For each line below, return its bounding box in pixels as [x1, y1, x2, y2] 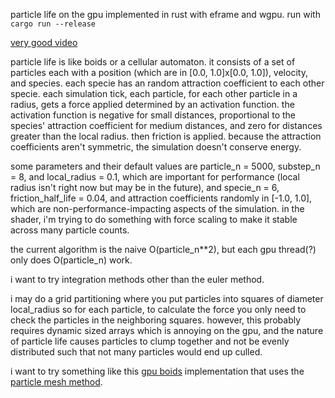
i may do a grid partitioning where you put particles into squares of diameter [10, 293, 324, 304]
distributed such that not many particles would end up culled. [10, 346, 263, 358]
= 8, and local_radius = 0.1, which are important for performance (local [10, 171, 300, 183]
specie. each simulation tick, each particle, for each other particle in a [10, 88, 298, 99]
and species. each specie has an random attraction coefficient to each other [10, 77, 325, 89]
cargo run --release [10, 19, 97, 29]
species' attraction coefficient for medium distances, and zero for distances [10, 120, 323, 131]
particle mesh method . [10, 376, 103, 388]
